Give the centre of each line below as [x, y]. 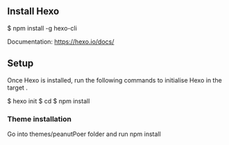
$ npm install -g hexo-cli [42, 28]
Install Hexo [33, 11]
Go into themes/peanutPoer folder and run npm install [84, 134]
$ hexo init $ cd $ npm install [49, 101]
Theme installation [39, 119]
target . [17, 87]
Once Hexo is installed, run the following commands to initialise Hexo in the [114, 80]
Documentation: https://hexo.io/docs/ [61, 42]
